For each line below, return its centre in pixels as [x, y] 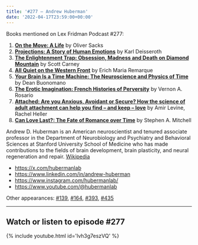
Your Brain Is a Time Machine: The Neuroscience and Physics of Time [101, 76]
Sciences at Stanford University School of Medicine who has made [87, 144]
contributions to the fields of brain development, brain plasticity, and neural [98, 150]
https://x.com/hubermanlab [48, 167]
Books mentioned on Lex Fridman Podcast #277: [65, 33]
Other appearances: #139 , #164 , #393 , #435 [60, 198]
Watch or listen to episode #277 [66, 222]
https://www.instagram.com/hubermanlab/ [67, 180]
